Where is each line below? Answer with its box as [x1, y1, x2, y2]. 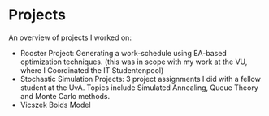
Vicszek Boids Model [20, 100, 91, 110]
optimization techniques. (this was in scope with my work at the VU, [20, 57, 248, 67]
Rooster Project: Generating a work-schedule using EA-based [20, 48, 228, 58]
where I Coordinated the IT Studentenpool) [20, 65, 164, 75]
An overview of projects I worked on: [8, 32, 132, 42]
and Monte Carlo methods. [20, 91, 111, 101]
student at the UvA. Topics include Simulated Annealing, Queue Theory [20, 83, 258, 92]
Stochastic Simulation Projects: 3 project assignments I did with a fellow [20, 74, 262, 84]
